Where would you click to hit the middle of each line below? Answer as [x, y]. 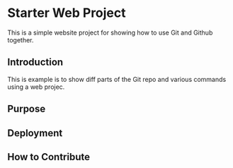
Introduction [35, 62]
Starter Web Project [67, 13]
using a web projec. [36, 87]
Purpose [27, 109]
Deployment [35, 133]
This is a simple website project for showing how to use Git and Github [110, 32]
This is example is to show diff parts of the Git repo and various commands [117, 79]
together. [21, 40]
